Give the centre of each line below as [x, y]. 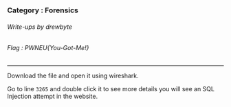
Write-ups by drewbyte [40, 27]
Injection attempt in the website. [53, 96]
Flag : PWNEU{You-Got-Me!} [48, 48]
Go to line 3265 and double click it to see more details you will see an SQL [111, 88]
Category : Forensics [43, 10]
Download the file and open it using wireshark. [73, 75]
